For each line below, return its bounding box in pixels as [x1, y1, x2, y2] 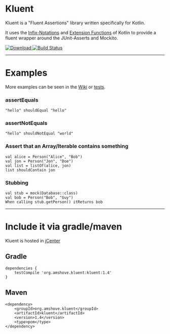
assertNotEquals [5, 120, 48, 127]
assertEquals [5, 97, 39, 104]
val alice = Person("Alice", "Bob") [5, 154, 82, 159]
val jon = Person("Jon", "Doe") [5, 159, 73, 164]
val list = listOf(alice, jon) [5, 163, 71, 168]
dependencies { [5, 266, 37, 271]
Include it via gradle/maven [5, 221, 122, 232]
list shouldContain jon [5, 167, 56, 172]
